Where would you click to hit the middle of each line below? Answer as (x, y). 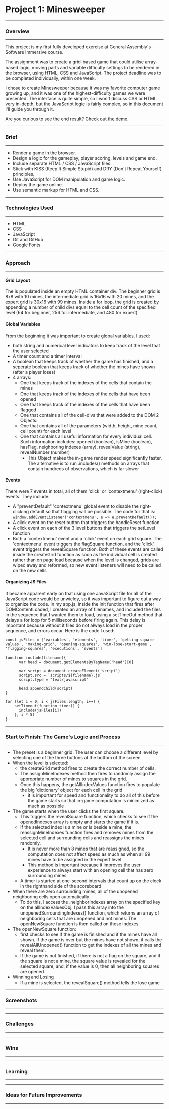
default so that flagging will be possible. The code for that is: (93, 511)
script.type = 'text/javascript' (54, 679)
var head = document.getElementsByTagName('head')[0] (76, 662)
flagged (28, 410)
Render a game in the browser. (44, 153)
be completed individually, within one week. (51, 78)
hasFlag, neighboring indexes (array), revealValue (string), (80, 447)
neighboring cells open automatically (51, 897)
